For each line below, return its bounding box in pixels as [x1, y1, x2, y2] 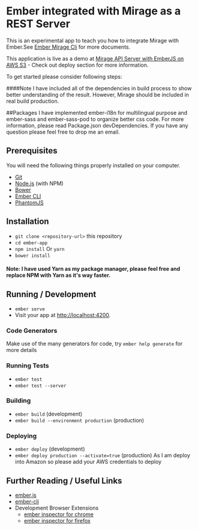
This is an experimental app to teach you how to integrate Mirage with [6, 37, 179, 44]
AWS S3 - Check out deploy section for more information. [6, 61, 149, 69]
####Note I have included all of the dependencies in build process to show [6, 84, 192, 91]
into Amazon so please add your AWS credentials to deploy [14, 458, 162, 466]
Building [6, 396, 31, 405]
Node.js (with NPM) [14, 179, 64, 187]
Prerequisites [6, 146, 58, 156]
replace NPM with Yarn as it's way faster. [6, 272, 111, 279]
